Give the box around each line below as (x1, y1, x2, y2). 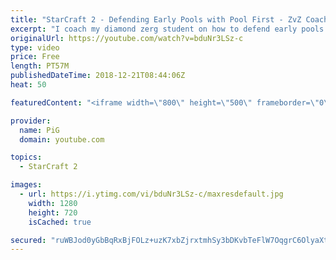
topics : (10, 152, 43, 163)
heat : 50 (10, 80, 47, 90)
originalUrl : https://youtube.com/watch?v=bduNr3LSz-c (10, 33, 244, 43)
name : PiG (19, 125, 60, 135)
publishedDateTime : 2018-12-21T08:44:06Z (10, 71, 186, 81)
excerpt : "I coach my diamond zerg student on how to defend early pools (10, 24, 325, 34)
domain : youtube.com (19, 134, 105, 145)
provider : (10, 116, 52, 126)
